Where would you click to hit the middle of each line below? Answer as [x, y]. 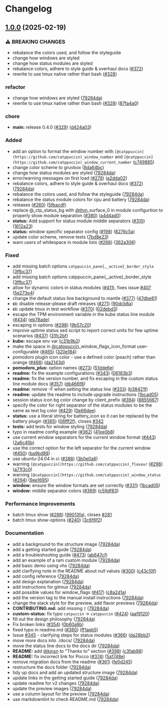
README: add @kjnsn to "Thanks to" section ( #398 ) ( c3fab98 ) [78, 651]
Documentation [25, 533]
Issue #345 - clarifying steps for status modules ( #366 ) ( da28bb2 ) [81, 635]
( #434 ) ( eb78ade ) [31, 320]
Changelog [29, 9]
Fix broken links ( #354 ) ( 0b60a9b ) [48, 624]
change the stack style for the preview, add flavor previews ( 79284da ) [85, 603]
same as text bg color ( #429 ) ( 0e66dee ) [54, 411]
